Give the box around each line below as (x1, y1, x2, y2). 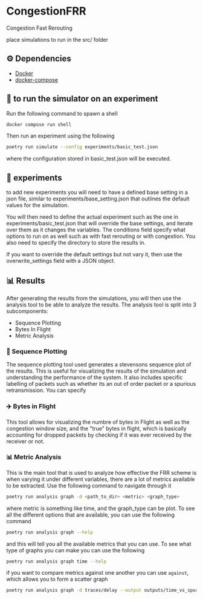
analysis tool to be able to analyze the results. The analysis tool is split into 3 (6, 301, 196, 308)
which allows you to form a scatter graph (6, 575, 108, 583)
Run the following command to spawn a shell (6, 110, 118, 117)
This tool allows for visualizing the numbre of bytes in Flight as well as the (6, 418, 190, 425)
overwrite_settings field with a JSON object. (6, 257, 116, 265)
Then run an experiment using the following (6, 132, 115, 140)
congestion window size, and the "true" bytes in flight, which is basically (6, 425, 187, 432)
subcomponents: (6, 307, 48, 314)
